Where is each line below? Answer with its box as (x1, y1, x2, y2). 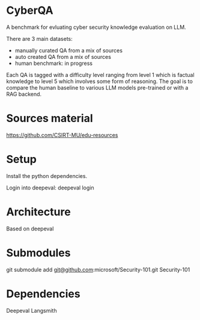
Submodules (6, 246, 71, 259)
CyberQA (6, 4, 54, 17)
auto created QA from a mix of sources (14, 53, 111, 60)
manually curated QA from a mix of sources (14, 46, 123, 54)
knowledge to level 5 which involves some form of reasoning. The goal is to (6, 78, 193, 85)
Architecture (6, 205, 71, 218)
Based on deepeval (6, 225, 54, 232)
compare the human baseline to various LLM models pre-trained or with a (6, 84, 189, 91)
